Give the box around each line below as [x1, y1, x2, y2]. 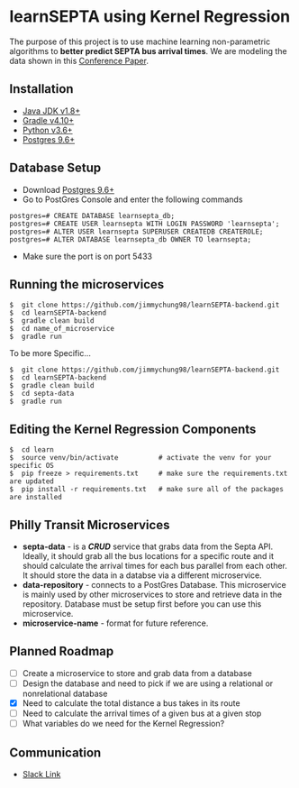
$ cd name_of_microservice [9, 325, 115, 334]
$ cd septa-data [9, 389, 75, 399]
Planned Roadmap [9, 644, 114, 659]
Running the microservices [9, 277, 165, 292]
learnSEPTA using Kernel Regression [9, 6, 291, 27]
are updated [9, 477, 54, 486]
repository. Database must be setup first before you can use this [22, 599, 262, 609]
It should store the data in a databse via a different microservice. [22, 570, 263, 581]
